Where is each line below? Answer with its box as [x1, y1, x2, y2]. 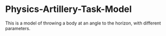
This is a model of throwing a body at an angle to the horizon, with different [5, 20, 161, 26]
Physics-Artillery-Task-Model [5, 3, 132, 15]
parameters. [5, 25, 31, 31]
